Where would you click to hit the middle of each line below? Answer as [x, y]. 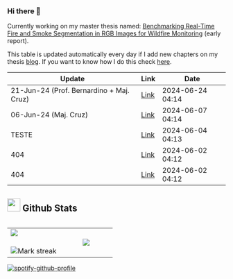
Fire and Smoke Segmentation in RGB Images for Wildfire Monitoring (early [114, 33]
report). [18, 41]
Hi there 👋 [24, 11]
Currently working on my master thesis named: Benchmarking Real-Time [111, 26]
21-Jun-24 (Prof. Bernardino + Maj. [70, 91]
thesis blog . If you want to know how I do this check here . [89, 62]
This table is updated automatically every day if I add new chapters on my [113, 54]
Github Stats [50, 208]
